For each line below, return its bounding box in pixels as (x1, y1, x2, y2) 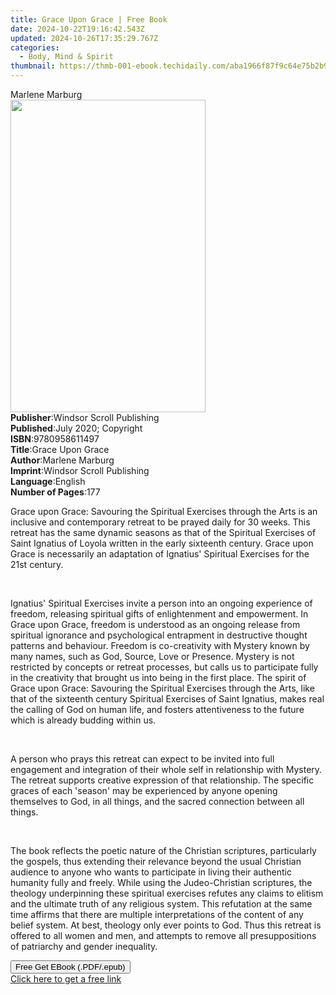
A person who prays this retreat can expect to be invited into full (10, 753, 275, 765)
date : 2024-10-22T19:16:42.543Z (10, 24, 145, 34)
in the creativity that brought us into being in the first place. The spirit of (10, 672, 307, 683)
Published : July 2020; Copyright (10, 422, 143, 434)
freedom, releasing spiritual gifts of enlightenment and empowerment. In (10, 608, 309, 620)
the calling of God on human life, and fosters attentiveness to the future (10, 704, 305, 715)
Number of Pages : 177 (10, 486, 101, 498)
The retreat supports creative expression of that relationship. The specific (10, 774, 315, 786)
